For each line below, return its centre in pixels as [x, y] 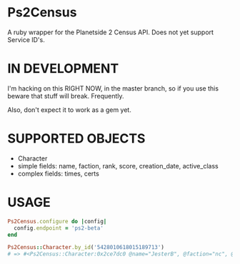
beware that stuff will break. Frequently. [66, 96]
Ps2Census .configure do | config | [57, 221]
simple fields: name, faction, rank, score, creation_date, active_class [118, 166]
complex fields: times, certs [59, 173]
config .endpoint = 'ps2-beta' [59, 228]
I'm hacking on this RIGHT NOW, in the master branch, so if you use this [113, 88]
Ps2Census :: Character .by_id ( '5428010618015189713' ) [86, 248]
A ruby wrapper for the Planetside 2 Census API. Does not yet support [111, 32]
